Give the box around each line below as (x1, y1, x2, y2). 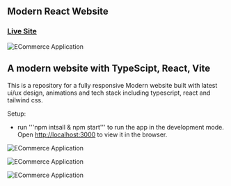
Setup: (7, 109, 26, 118)
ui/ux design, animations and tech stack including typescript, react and (7, 88, 211, 97)
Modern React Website (7, 6, 109, 17)
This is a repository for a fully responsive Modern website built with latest (7, 81, 218, 89)
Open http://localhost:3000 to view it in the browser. (17, 130, 168, 139)
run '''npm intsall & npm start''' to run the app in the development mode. (17, 123, 224, 131)
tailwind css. (7, 95, 43, 104)
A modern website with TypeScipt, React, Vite (7, 63, 211, 75)
